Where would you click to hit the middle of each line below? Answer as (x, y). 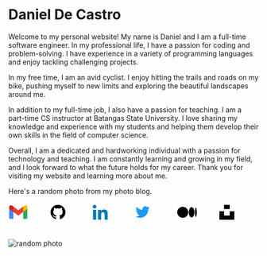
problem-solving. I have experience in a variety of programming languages (131, 53)
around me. (27, 94)
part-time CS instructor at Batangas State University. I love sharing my (123, 118)
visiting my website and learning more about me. (88, 176)
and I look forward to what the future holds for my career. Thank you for (126, 167)
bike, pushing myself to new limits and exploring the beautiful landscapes (128, 86)
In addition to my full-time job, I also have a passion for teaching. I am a (125, 110)
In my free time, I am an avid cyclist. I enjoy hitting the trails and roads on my (133, 77)
